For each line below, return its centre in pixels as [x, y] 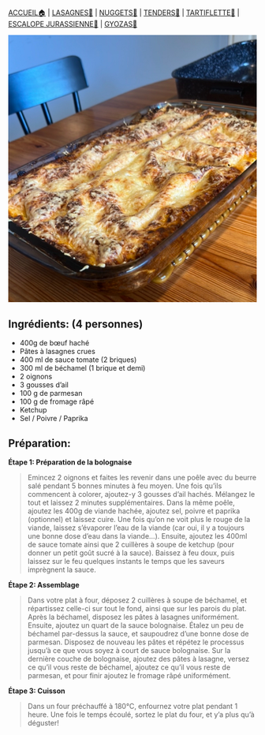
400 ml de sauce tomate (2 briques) [78, 360]
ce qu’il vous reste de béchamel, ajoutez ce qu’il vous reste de [129, 667]
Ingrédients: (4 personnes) [76, 324]
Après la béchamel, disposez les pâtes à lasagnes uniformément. [133, 617]
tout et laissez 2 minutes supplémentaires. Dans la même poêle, [131, 503]
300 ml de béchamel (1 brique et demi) [82, 368]
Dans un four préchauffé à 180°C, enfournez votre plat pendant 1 [132, 707]
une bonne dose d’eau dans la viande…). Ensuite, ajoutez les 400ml [137, 536]
